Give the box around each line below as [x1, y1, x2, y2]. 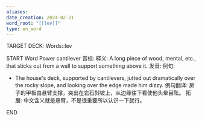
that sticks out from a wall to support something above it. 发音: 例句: [6, 62, 175, 70]
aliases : [6, 8, 28, 15]
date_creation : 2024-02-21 [6, 15, 74, 21]
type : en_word [6, 25, 42, 32]
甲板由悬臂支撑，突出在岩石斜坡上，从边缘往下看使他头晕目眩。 [25, 89, 185, 97]
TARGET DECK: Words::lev [6, 42, 72, 50]
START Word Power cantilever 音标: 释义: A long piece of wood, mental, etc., [6, 55, 197, 62]
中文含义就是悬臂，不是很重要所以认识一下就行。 [23, 97, 145, 104]
